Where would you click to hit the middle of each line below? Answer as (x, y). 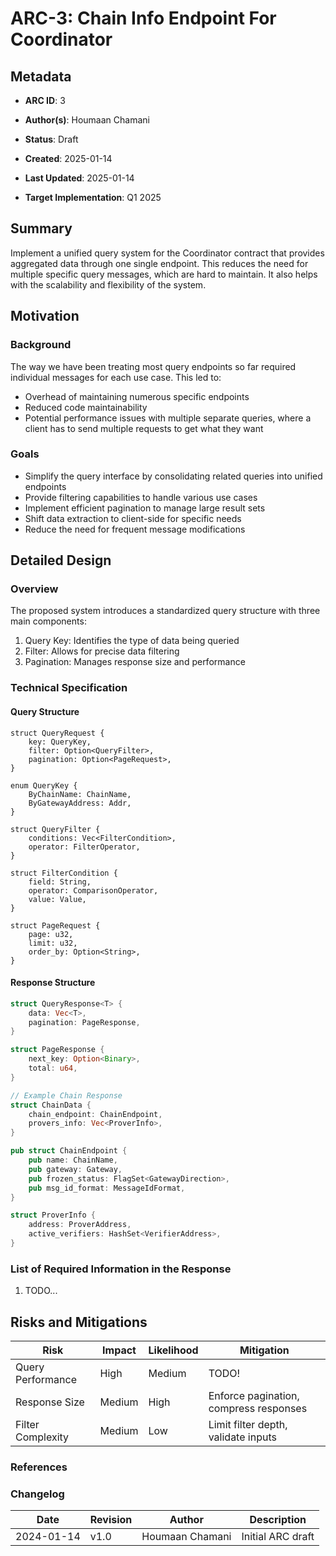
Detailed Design (61, 560)
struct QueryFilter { (55, 829)
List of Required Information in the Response (121, 1269)
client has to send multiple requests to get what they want (144, 428)
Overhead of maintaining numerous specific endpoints (137, 396)
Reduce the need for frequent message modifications (135, 529)
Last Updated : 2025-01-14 (79, 178)
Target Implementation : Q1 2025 (93, 197)
